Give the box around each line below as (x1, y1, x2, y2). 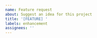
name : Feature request (5, 7, 52, 12)
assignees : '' (5, 26, 35, 31)
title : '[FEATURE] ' (5, 16, 48, 21)
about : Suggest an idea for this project (5, 12, 93, 17)
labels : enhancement (5, 21, 48, 26)
